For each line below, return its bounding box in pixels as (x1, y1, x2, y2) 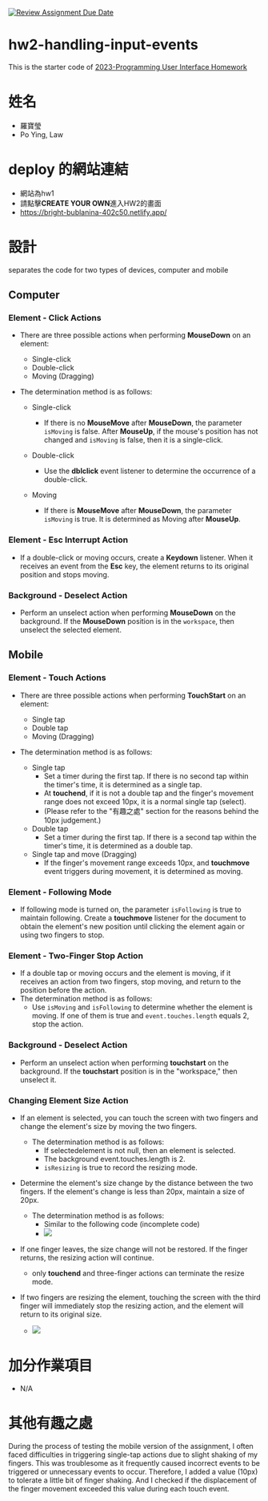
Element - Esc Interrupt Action (8, 534, 129, 545)
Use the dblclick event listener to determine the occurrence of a (43, 466, 256, 476)
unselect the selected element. (19, 625, 122, 635)
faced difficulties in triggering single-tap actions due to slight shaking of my (8, 1450, 258, 1459)
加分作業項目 (8, 1357, 94, 1375)
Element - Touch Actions (8, 672, 106, 683)
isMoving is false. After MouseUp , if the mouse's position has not (43, 427, 258, 436)
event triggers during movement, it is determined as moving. (43, 866, 243, 876)
